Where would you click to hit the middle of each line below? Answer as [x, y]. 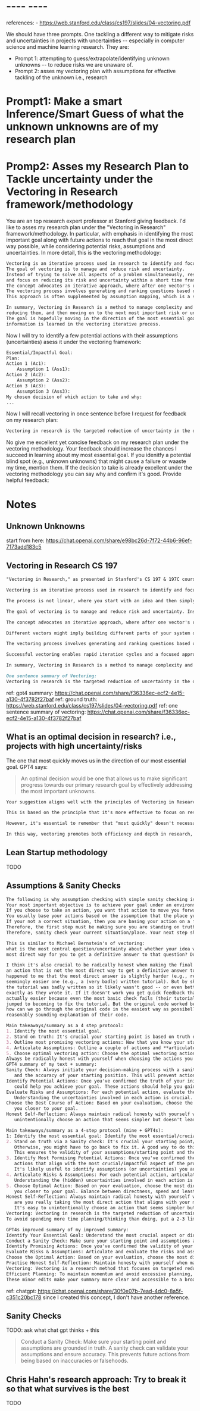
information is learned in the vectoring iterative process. [84, 324]
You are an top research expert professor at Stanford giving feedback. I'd [96, 221]
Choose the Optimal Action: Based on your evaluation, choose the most [97, 1257]
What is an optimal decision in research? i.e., [91, 737]
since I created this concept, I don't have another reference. [116, 1297]
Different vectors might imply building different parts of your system [98, 633]
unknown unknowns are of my [82, 127]
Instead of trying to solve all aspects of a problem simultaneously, [96, 274]
